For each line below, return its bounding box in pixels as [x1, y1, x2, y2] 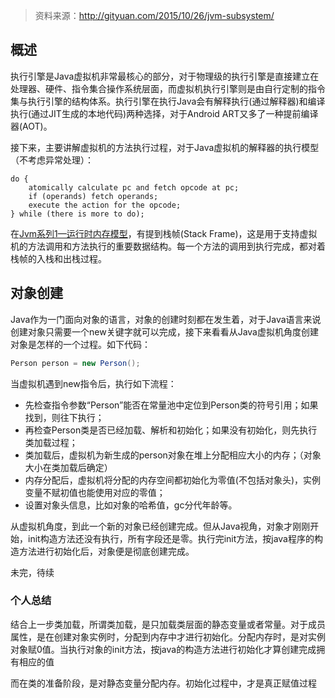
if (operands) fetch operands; [28, 191, 159, 201]
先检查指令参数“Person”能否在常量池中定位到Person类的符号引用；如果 [24, 399, 319, 411]
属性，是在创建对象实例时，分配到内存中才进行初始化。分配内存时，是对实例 [10, 630, 326, 643]
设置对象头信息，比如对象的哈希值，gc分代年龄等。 [24, 499, 238, 511]
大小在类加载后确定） [24, 461, 113, 473]
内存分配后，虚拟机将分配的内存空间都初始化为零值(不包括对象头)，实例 [24, 474, 322, 486]
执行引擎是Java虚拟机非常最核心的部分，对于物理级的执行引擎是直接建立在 [10, 70, 320, 82]
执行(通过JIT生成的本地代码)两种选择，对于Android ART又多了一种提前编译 [10, 107, 319, 119]
